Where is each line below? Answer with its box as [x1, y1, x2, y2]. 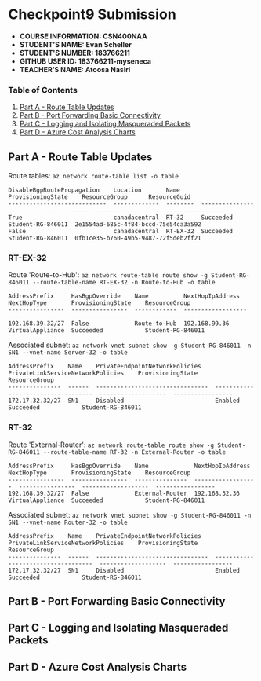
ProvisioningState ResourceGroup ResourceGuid [8, 193, 191, 201]
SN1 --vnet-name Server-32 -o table [8, 349, 128, 357]
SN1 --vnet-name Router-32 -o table [8, 518, 128, 526]
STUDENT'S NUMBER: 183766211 [19, 48, 131, 57]
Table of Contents [8, 84, 78, 95]
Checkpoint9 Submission [8, 5, 176, 24]
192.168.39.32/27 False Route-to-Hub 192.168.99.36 [8, 320, 230, 328]
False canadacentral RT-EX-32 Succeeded [8, 228, 234, 236]
